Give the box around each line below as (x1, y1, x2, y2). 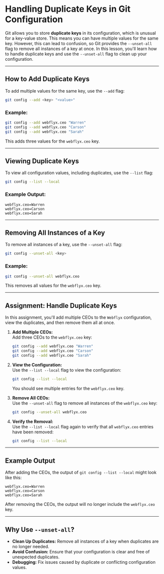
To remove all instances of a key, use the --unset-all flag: (5, 242, 123, 248)
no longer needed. (12, 544, 50, 549)
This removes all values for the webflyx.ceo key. (5, 283, 102, 289)
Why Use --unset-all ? (5, 525, 75, 534)
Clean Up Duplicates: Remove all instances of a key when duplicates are (12, 538, 159, 545)
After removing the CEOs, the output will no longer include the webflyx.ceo (5, 501, 155, 507)
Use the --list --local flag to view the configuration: (12, 367, 121, 373)
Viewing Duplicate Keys (5, 157, 79, 165)
